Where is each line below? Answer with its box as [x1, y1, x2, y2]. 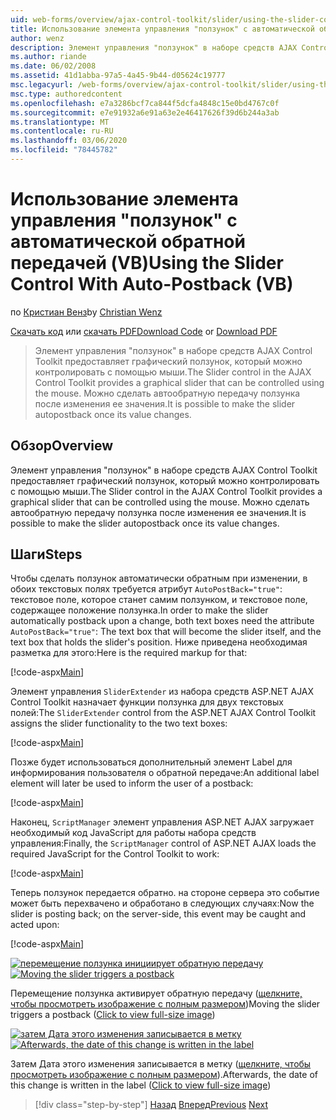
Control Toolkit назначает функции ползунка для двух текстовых [10, 696, 284, 708]
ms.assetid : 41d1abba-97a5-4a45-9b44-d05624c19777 [10, 71, 226, 81]
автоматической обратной [10, 231, 246, 253]
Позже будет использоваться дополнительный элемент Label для [10, 756, 293, 768]
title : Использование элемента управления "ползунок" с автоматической [10, 24, 315, 34]
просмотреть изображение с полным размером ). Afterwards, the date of [10, 1069, 318, 1081]
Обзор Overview [10, 437, 114, 455]
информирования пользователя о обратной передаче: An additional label [10, 767, 320, 779]
